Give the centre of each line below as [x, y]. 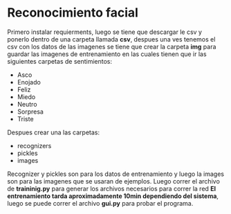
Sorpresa [30, 112]
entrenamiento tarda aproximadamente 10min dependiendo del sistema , [113, 196]
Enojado [29, 82]
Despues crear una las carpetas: [54, 132]
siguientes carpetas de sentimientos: [60, 61]
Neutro [27, 104]
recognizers [34, 145]
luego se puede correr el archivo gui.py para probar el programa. [100, 203]
